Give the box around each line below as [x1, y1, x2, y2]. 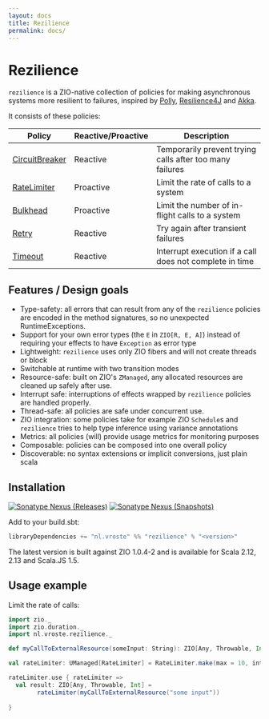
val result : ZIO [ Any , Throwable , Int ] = [15, 681, 152, 689]
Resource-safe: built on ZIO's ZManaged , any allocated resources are [19, 373, 243, 382]
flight [155, 210, 176, 221]
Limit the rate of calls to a [155, 177, 251, 188]
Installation [8, 481, 66, 494]
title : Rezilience [8, 19, 70, 27]
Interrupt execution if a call [155, 246, 258, 257]
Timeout [12, 251, 44, 262]
